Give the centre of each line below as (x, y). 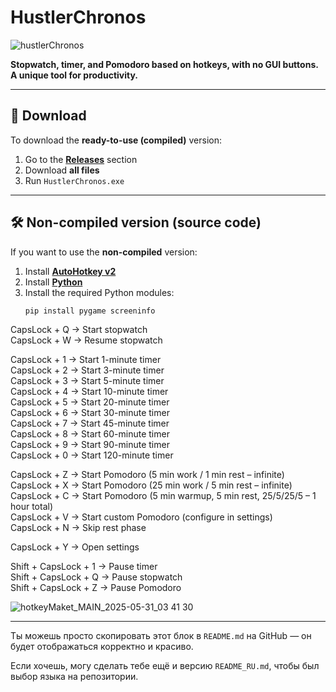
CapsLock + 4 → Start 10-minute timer (89, 392)
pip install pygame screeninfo (90, 311)
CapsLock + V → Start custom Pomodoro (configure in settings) (141, 517)
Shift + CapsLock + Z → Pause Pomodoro (96, 588)
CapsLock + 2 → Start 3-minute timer (87, 370)
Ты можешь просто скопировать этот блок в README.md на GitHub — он (161, 636)
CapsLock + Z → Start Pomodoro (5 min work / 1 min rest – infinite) (147, 475)
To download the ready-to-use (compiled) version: (116, 140)
